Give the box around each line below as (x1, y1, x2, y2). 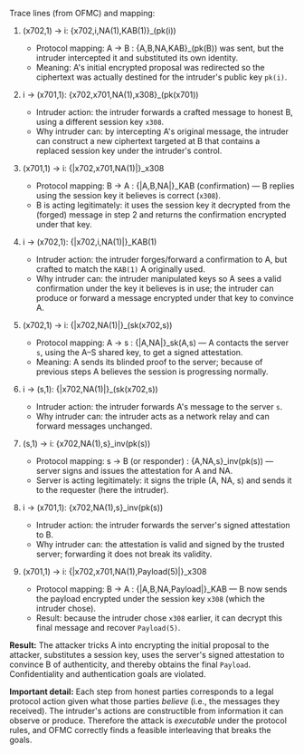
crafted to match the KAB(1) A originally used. (35, 264, 205, 275)
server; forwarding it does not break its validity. (35, 548, 213, 559)
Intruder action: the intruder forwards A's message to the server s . (35, 401, 283, 411)
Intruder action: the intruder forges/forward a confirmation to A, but (35, 254, 288, 265)
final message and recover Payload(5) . (35, 623, 181, 633)
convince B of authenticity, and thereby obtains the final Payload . (9, 659, 252, 670)
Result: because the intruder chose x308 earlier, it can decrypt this (35, 613, 283, 623)
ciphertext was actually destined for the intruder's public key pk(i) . (35, 72, 288, 82)
